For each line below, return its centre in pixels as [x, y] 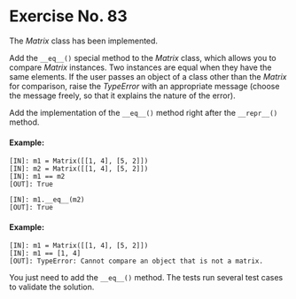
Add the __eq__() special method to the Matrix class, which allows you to [143, 57]
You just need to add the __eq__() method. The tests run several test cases [146, 278]
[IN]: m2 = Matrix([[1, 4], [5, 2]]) [79, 169]
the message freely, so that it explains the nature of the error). [123, 96]
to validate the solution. [52, 287]
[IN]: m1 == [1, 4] [45, 254]
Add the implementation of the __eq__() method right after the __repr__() [144, 112]
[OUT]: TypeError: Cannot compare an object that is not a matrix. [136, 261]
